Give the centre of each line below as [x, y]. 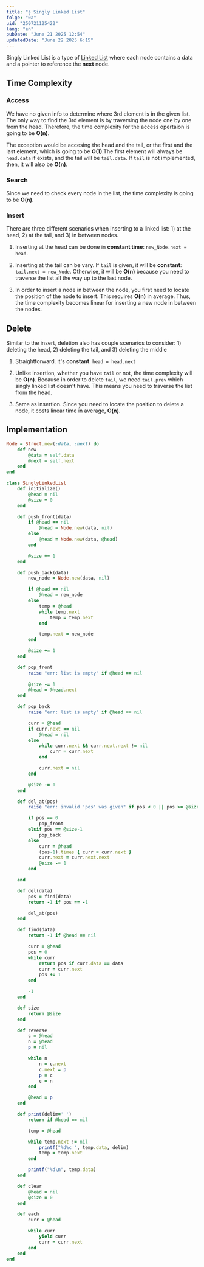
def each [28, 1214]
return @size [45, 1013]
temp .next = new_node [66, 634]
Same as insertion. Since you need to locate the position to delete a [99, 404]
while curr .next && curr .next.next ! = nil [93, 746]
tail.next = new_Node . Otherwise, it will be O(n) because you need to [102, 272]
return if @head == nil [58, 1120]
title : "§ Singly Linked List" [46, 12]
